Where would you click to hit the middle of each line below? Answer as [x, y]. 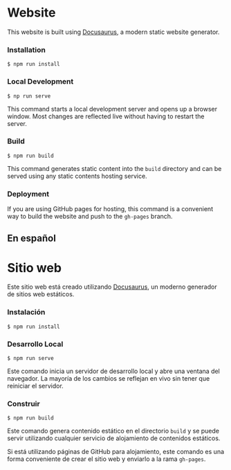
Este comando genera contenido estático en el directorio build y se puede [113, 431]
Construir [24, 404]
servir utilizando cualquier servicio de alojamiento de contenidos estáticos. [114, 438]
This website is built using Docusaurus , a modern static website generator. [113, 32]
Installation [27, 50]
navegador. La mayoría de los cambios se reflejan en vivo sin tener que [109, 379]
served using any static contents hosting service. [77, 176]
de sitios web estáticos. [41, 294]
